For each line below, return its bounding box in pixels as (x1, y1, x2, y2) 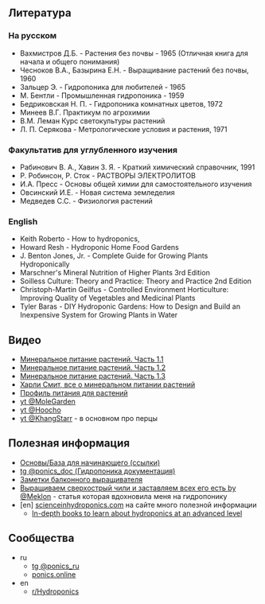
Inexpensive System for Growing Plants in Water (19, 310, 178, 320)
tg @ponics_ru (31, 561, 80, 571)
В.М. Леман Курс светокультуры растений (19, 115, 166, 126)
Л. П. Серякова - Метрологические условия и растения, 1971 (19, 124, 228, 134)
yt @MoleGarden (19, 397, 76, 407)
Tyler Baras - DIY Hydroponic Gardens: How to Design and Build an (19, 302, 241, 311)
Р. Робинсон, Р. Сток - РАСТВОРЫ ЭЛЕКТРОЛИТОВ (19, 170, 197, 180)
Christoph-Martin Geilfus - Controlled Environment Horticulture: (19, 285, 229, 294)
